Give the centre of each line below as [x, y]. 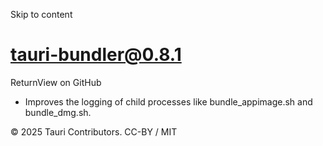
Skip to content [41, 14]
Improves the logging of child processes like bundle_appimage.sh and [168, 101]
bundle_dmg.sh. [58, 112]
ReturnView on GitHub [56, 82]
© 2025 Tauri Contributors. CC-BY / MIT [94, 131]
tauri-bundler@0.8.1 [96, 55]
